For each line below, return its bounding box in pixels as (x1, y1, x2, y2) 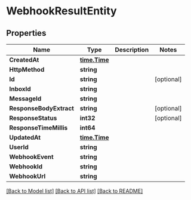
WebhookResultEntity (6, 4, 118, 18)
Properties (6, 28, 47, 38)
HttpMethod (9, 66, 45, 73)
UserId (9, 143, 29, 151)
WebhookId (9, 162, 43, 171)
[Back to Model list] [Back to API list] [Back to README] (6, 187, 143, 195)
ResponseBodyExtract (9, 104, 75, 112)
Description (115, 46, 149, 54)
